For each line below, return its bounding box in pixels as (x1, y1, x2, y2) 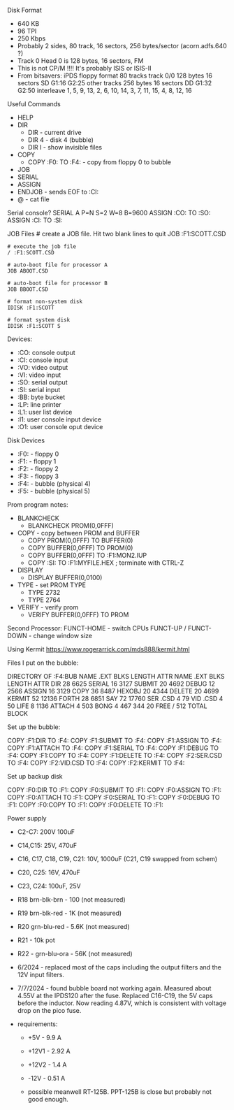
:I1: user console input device (17, 415, 102, 424)
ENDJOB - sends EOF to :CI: (17, 188, 99, 196)
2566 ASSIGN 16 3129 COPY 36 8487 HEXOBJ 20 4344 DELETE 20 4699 (7, 687, 219, 695)
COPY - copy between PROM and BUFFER (17, 529, 140, 537)
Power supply (7, 814, 47, 822)
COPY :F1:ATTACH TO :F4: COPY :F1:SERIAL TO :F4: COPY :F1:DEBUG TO (7, 744, 219, 752)
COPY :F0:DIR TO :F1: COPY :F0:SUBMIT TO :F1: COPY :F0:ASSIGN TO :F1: (7, 786, 222, 794)
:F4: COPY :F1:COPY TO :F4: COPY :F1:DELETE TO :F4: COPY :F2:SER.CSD (7, 751, 223, 759)
